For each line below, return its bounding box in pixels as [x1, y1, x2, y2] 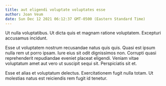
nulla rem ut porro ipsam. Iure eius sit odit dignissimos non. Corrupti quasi [5, 50, 157, 56]
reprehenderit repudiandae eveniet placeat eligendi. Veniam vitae [5, 55, 139, 61]
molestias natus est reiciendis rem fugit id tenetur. [5, 75, 108, 82]
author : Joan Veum [5, 12, 43, 17]
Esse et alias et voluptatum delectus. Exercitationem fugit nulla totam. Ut [5, 70, 154, 76]
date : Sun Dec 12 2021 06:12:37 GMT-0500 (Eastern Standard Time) [5, 16, 146, 21]
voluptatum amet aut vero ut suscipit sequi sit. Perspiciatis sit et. [5, 60, 137, 67]
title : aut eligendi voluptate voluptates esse [5, 7, 106, 12]
